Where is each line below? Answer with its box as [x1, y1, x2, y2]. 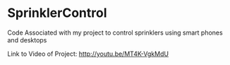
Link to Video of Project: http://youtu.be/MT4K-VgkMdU [7, 49, 169, 58]
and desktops [7, 35, 47, 44]
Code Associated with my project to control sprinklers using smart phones [7, 28, 224, 37]
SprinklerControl [7, 5, 107, 21]
